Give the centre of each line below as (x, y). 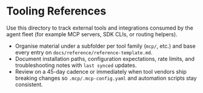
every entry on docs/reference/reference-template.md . (84, 52)
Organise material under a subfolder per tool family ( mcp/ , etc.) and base (105, 46)
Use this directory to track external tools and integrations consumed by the (100, 28)
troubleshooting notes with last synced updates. (76, 65)
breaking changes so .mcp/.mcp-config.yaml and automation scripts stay (106, 78)
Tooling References (56, 11)
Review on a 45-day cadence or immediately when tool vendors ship (101, 71)
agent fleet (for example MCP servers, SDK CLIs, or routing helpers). (92, 34)
